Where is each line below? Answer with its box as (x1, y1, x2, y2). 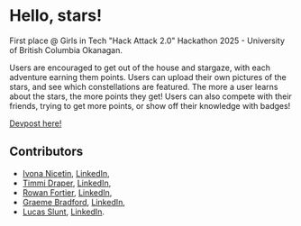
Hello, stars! (9, 5, 102, 26)
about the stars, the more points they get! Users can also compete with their (9, 91, 293, 102)
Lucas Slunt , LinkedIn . (22, 206, 105, 217)
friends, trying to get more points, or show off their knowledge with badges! (9, 100, 291, 111)
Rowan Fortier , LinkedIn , (22, 186, 113, 198)
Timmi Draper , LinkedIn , (22, 177, 112, 188)
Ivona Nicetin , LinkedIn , (22, 167, 110, 178)
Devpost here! (9, 118, 62, 129)
